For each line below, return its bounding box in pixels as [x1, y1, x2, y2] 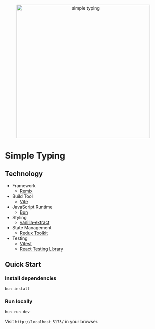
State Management [12, 225, 52, 230]
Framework [12, 183, 36, 188]
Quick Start [5, 260, 41, 269]
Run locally [5, 298, 33, 305]
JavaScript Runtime [12, 204, 52, 210]
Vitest [19, 241, 32, 246]
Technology [5, 169, 43, 178]
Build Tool [12, 193, 33, 199]
